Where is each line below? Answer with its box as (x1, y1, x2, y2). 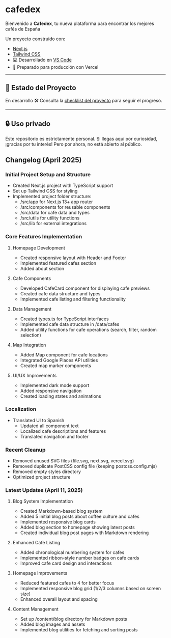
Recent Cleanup (5, 446, 46, 453)
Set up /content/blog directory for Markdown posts (20, 616, 127, 622)
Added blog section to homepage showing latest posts (20, 524, 135, 531)
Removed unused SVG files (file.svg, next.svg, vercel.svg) (12, 458, 134, 464)
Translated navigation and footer (20, 433, 89, 439)
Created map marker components (20, 363, 92, 369)
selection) (20, 332, 42, 338)
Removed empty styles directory (12, 468, 81, 475)
